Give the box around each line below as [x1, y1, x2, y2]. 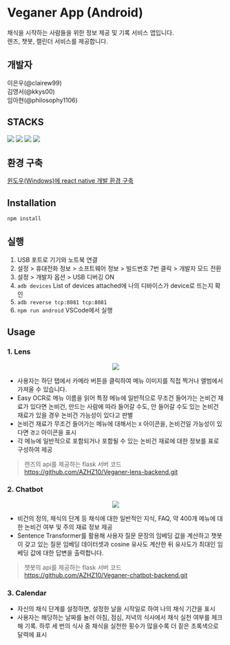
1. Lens [7, 347, 31, 357]
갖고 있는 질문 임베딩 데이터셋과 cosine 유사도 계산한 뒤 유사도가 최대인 [24, 540, 216, 548]
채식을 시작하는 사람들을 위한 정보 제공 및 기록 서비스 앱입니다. [7, 28, 174, 36]
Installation [7, 197, 56, 209]
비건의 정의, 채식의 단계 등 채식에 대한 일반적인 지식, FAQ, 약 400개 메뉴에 [17, 514, 216, 522]
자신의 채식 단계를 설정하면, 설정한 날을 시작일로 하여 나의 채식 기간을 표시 [17, 604, 216, 613]
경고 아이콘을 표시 [30, 428, 77, 436]
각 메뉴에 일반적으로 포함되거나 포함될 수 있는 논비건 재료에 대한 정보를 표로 [17, 436, 220, 445]
